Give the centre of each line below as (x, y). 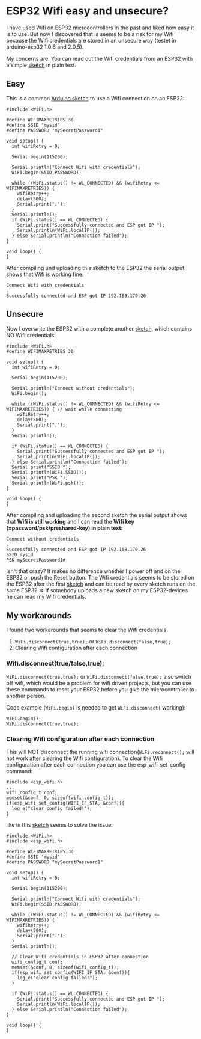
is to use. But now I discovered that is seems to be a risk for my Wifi (90, 34)
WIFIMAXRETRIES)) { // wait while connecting (64, 409)
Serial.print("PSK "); (40, 477)
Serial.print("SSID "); (41, 467)
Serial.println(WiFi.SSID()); (49, 472)
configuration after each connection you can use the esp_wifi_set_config (96, 764)
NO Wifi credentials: (31, 335)
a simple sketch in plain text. (41, 65)
